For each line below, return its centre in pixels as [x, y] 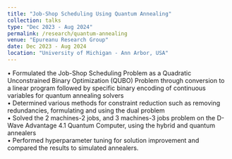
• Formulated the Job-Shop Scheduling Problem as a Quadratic [99, 73]
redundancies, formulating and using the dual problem [86, 110]
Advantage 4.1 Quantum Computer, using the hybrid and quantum [120, 125]
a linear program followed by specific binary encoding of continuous [106, 88]
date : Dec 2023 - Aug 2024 [47, 46]
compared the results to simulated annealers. [73, 148]
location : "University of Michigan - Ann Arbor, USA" [88, 53]
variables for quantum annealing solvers [66, 95]
